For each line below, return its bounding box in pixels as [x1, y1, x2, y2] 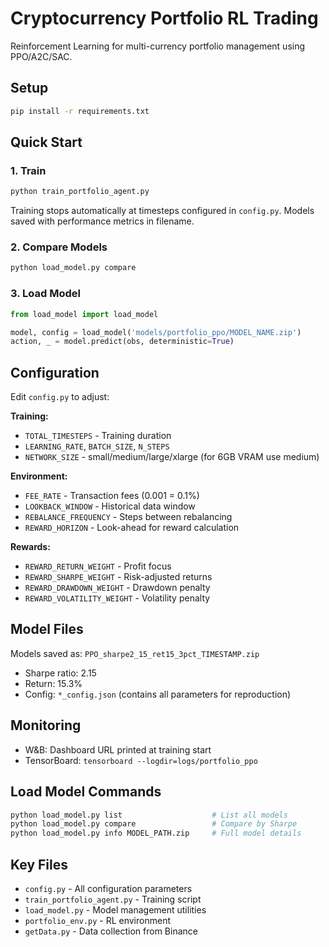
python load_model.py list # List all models [10, 810, 288, 820]
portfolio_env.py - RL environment [24, 914, 171, 926]
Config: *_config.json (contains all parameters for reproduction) [24, 688, 292, 700]
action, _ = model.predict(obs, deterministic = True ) [10, 337, 235, 347]
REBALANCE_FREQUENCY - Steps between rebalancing [24, 511, 233, 523]
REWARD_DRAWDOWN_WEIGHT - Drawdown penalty [24, 582, 211, 594]
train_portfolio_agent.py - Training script [24, 893, 202, 905]
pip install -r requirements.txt [10, 106, 150, 116]
